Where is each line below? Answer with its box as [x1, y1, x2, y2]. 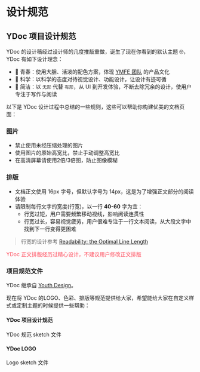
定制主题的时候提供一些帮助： [16, 302, 90, 309]
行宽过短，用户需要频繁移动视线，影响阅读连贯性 [23, 210, 144, 217]
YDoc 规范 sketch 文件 [6, 331, 61, 338]
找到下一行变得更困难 [23, 225, 76, 232]
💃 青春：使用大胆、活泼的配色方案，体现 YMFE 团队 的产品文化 [14, 68, 170, 75]
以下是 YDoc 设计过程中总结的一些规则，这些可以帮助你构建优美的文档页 [6, 103, 185, 110]
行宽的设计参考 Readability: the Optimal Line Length [20, 238, 148, 245]
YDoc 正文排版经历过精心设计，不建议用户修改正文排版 [6, 250, 141, 257]
